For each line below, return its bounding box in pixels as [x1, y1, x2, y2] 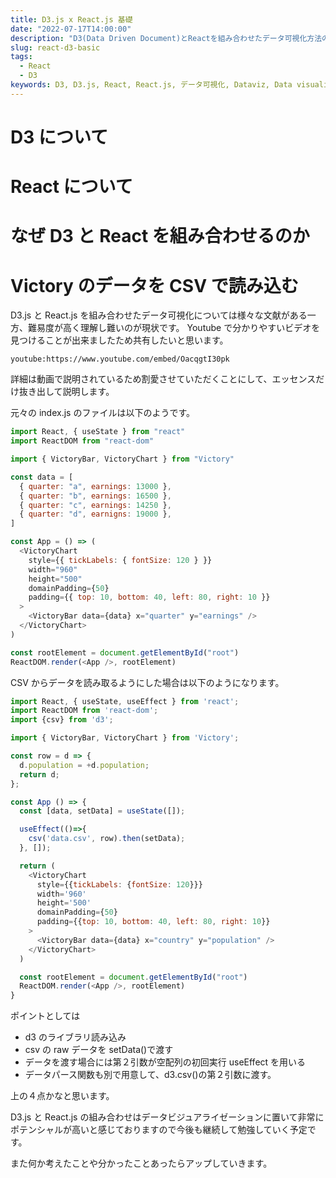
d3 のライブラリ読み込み [24, 1031, 127, 1043]
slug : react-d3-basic [10, 42, 101, 53]
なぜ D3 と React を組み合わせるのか [10, 225, 310, 248]
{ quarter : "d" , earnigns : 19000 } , [19, 509, 172, 520]
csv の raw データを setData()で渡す [24, 1044, 174, 1056]
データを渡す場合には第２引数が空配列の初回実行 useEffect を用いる [24, 1056, 307, 1068]
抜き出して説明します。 [18, 386, 115, 398]
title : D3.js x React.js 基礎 [10, 14, 133, 25]
